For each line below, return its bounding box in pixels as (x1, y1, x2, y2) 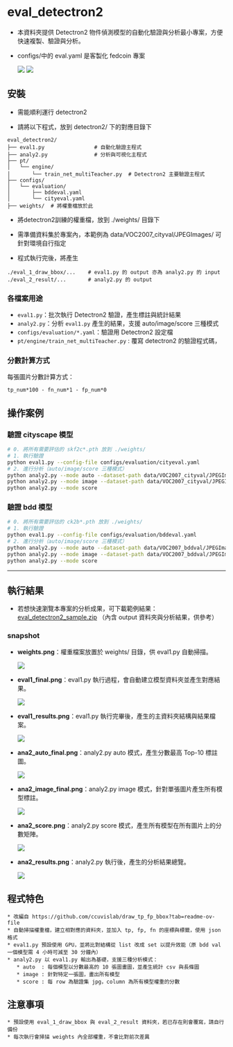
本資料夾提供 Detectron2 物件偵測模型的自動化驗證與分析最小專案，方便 (17, 28, 223, 36)
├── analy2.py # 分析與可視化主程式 (7, 151, 147, 158)
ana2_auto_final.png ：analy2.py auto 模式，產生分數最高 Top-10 (17, 748, 205, 757)
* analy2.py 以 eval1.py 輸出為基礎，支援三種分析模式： (7, 956, 158, 963)
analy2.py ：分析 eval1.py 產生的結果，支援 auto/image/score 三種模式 (17, 319, 219, 328)
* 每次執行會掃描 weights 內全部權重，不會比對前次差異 (7, 1034, 150, 1041)
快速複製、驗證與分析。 (17, 36, 85, 45)
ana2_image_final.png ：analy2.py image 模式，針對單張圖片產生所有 (17, 785, 217, 793)
